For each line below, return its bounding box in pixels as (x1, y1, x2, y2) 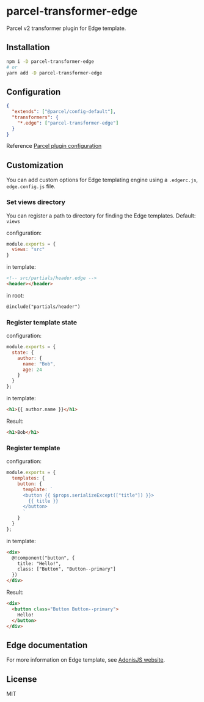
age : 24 (22, 367, 43, 373)
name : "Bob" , (22, 360, 56, 367)
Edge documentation (6, 640, 88, 650)
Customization (6, 160, 64, 170)
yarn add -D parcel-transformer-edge (6, 70, 103, 76)
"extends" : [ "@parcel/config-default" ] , (12, 109, 116, 115)
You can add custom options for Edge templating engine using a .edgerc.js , (6, 176, 199, 184)
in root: (6, 291, 24, 299)
